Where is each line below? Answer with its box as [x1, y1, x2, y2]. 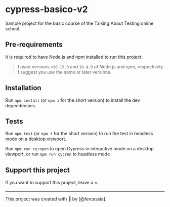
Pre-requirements [5, 40, 63, 49]
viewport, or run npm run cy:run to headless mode [5, 151, 110, 157]
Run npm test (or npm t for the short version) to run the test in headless [5, 131, 153, 137]
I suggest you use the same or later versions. [17, 69, 112, 75]
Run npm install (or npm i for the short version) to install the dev [5, 97, 140, 103]
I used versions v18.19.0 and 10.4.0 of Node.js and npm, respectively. [17, 63, 164, 69]
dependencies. [5, 102, 36, 108]
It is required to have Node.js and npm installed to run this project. [5, 54, 143, 60]
